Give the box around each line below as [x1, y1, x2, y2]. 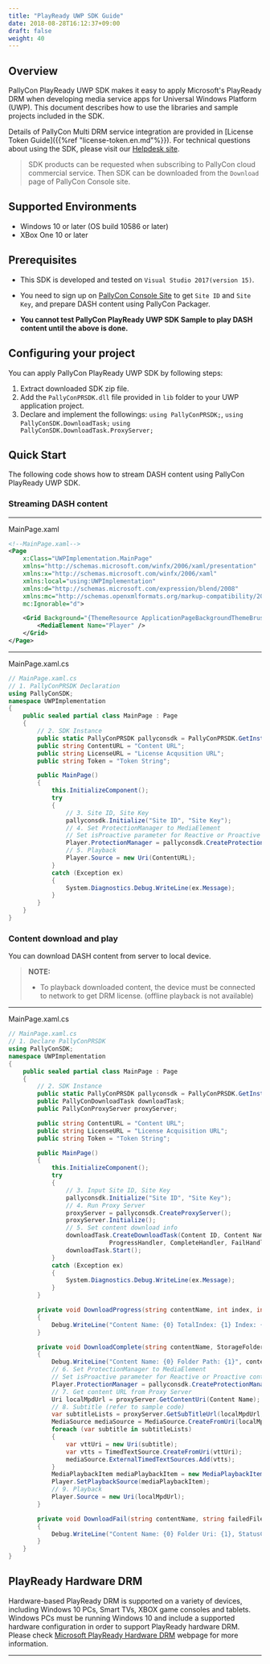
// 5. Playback [65, 847, 117, 855]
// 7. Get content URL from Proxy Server [51, 1387, 193, 1396]
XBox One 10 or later [19, 230, 88, 239]
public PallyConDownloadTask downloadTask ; [37, 1097, 185, 1105]
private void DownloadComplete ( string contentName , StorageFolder [37, 1343, 264, 1351]
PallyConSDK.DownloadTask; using [19, 419, 131, 427]
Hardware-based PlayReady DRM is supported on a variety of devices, [8, 1595, 243, 1605]
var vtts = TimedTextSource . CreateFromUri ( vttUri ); [65, 1448, 243, 1456]
